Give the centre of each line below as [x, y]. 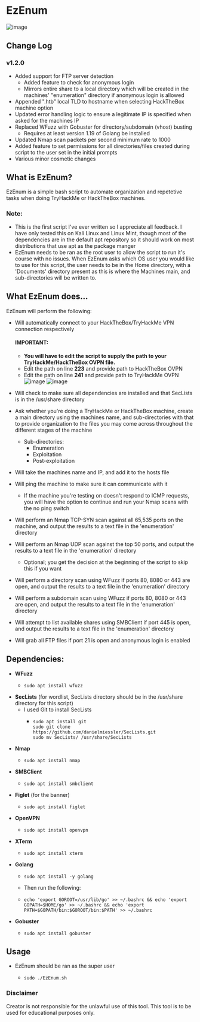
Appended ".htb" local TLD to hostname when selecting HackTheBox [99, 101]
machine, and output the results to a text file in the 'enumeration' [94, 526]
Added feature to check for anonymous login [79, 82]
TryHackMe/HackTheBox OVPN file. [69, 362]
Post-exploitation [54, 460]
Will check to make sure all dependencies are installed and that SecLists [104, 393]
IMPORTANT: [32, 342]
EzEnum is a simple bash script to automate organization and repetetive [94, 192]
